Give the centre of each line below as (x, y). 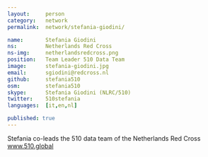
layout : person (36, 14)
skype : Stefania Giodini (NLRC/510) (69, 93)
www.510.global (31, 146)
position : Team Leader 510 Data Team (66, 60)
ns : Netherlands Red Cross (60, 47)
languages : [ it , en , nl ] (42, 106)
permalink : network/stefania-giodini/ (66, 27)
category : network (38, 21)
